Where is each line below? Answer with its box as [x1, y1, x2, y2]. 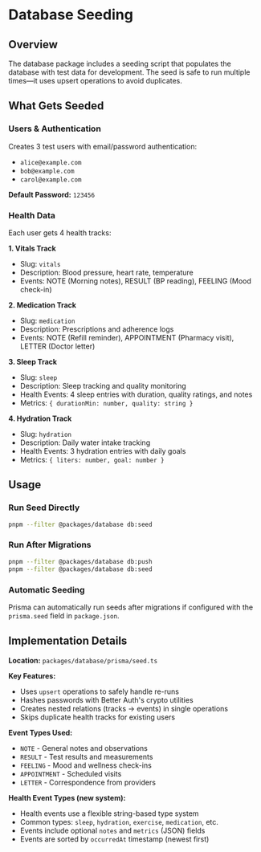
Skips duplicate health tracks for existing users [19, 712, 175, 722]
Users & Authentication [8, 123, 102, 134]
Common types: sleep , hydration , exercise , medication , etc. [19, 817, 219, 826]
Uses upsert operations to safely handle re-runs [19, 687, 179, 696]
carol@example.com [19, 175, 82, 184]
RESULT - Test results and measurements [19, 752, 153, 761]
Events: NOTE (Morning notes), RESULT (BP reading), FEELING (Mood [19, 275, 251, 286]
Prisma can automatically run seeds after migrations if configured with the [8, 602, 254, 612]
